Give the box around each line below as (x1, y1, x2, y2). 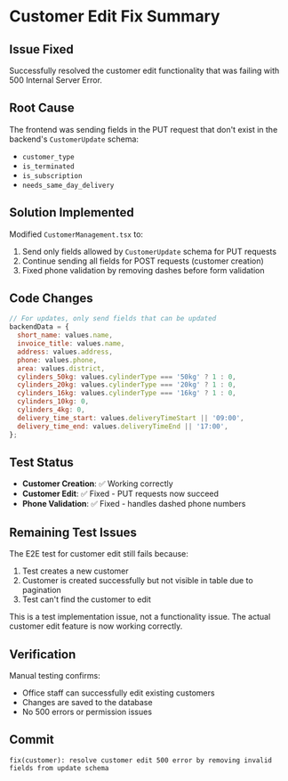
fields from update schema (9, 763, 109, 772)
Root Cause (9, 101, 76, 116)
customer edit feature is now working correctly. (9, 621, 183, 631)
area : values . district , (17, 363, 105, 373)
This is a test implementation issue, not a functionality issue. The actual (9, 612, 271, 622)
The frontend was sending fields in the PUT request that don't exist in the (9, 124, 278, 134)
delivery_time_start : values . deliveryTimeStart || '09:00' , (17, 413, 244, 422)
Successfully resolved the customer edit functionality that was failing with (9, 65, 280, 76)
